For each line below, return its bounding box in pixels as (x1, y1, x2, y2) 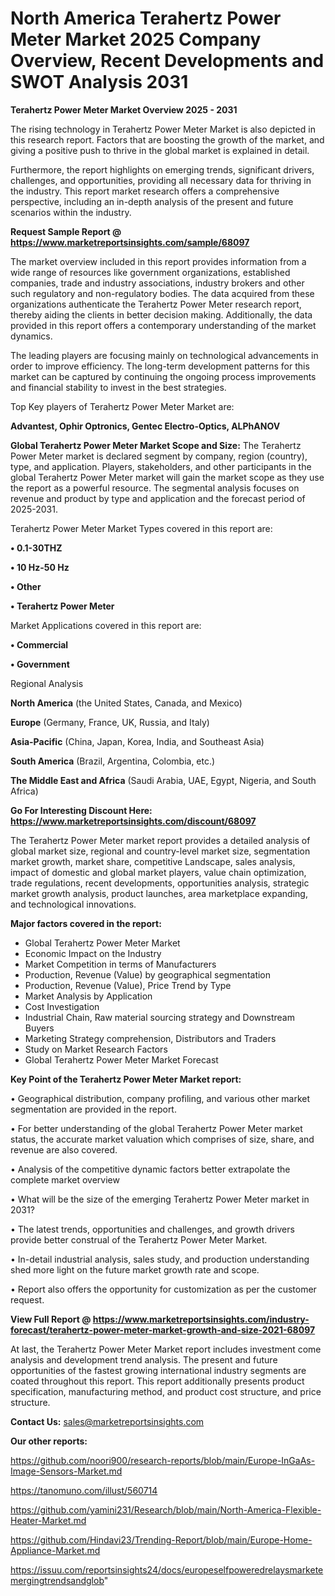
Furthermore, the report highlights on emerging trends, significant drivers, (10, 163, 315, 176)
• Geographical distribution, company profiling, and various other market (10, 1092, 311, 1104)
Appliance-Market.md (10, 1544, 101, 1556)
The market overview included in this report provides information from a (10, 255, 307, 267)
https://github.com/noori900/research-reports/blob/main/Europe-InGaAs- (10, 1454, 316, 1466)
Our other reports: (10, 1435, 88, 1447)
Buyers (24, 1022, 55, 1034)
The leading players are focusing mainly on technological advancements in (10, 349, 319, 361)
